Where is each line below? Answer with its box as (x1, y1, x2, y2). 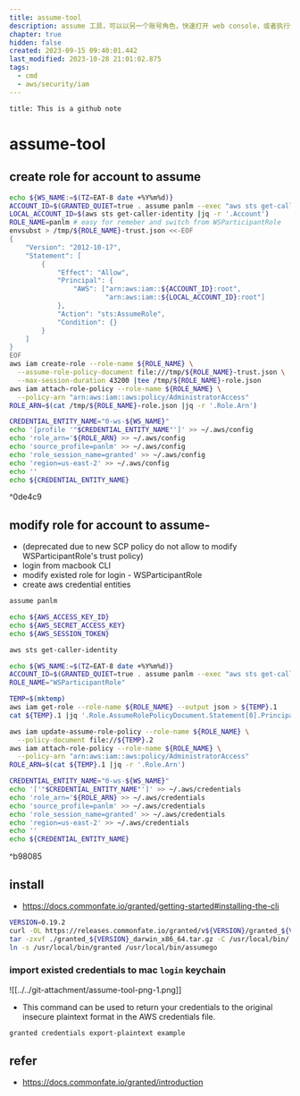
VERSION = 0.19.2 (9, 918, 66, 927)
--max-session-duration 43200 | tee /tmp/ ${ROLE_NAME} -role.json (17, 376, 262, 385)
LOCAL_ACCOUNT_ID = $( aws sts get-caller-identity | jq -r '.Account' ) (9, 209, 270, 219)
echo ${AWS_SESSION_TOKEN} (9, 629, 110, 638)
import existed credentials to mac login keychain (9, 964, 226, 976)
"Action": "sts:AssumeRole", (56, 310, 166, 319)
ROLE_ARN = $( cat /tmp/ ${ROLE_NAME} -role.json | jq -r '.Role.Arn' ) (9, 401, 257, 410)
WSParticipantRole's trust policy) (21, 551, 145, 562)
